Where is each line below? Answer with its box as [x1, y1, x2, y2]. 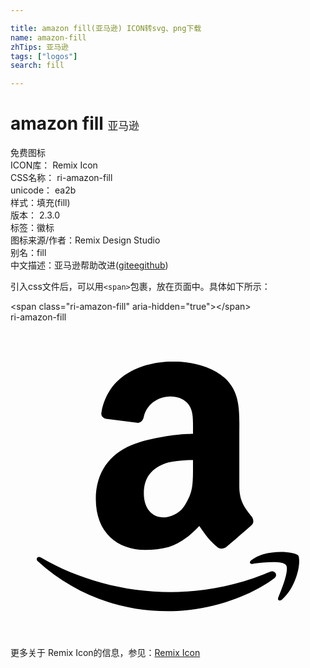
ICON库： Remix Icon [10, 159, 98, 171]
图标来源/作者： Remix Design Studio [10, 234, 161, 246]
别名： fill [10, 247, 47, 259]
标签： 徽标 [10, 222, 55, 234]
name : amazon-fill [10, 32, 87, 43]
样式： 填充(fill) [10, 197, 71, 209]
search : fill [10, 61, 65, 71]
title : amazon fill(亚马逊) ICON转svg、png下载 [10, 23, 202, 33]
